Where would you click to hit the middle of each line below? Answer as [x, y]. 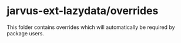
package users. [26, 33]
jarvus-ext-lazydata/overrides [83, 11]
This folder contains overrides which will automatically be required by [91, 27]
